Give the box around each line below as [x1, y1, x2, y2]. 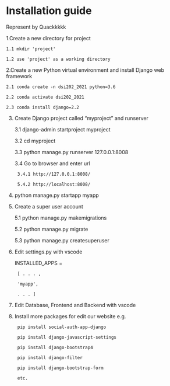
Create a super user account [14, 203, 83, 210]
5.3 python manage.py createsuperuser [14, 237, 109, 244]
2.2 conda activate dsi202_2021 [6, 94, 84, 100]
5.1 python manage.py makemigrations [14, 214, 107, 221]
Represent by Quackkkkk [6, 23, 66, 30]
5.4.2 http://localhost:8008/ [17, 181, 91, 187]
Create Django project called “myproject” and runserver [14, 114, 148, 121]
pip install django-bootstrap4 [17, 345, 93, 350]
